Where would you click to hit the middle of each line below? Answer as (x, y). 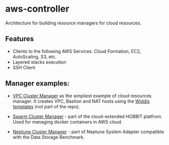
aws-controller (37, 9)
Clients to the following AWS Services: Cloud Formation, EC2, (77, 51)
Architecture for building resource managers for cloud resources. (73, 23)
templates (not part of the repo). (46, 106)
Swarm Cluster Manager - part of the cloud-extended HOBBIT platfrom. (88, 116)
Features (20, 39)
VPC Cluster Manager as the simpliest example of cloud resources (82, 96)
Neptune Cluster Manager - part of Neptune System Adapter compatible (88, 132)
